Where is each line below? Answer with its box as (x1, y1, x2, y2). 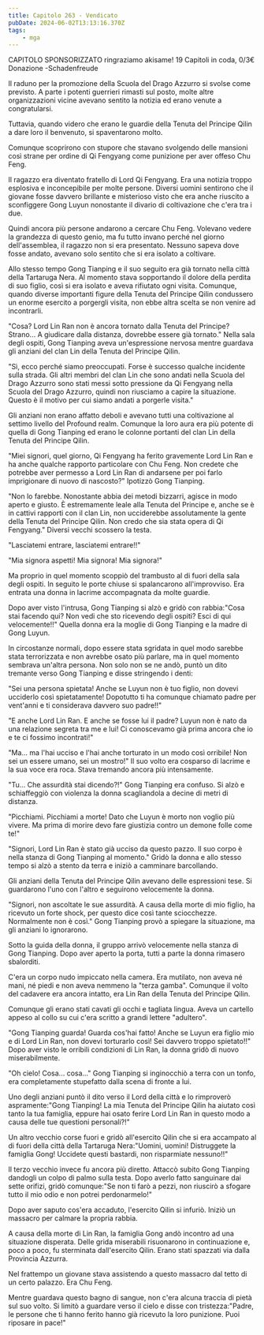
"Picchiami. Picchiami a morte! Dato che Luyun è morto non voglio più (8, 812, 235, 821)
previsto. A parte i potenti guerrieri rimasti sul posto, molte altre (8, 88, 214, 97)
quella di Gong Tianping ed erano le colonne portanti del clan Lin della (8, 428, 236, 437)
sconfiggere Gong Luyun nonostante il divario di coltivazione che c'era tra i (8, 200, 252, 210)
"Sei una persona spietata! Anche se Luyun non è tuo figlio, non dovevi (8, 684, 239, 694)
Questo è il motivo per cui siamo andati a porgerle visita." (8, 395, 194, 405)
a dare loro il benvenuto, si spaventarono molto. (8, 128, 163, 137)
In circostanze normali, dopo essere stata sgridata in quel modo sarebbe (8, 644, 244, 653)
